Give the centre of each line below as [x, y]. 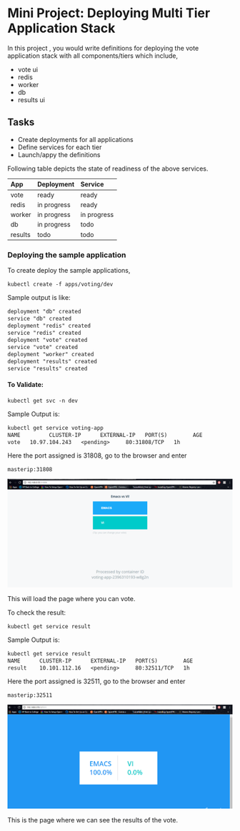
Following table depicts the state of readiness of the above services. [108, 168]
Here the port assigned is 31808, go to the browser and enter [97, 455]
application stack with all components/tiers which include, [93, 56]
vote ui [27, 69]
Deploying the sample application [67, 255]
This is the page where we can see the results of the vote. [93, 820]
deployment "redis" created [49, 326]
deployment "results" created [52, 362]
